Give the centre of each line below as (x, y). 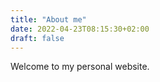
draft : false (37, 38)
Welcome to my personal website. (80, 67)
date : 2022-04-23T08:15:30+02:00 (80, 29)
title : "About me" (48, 19)
